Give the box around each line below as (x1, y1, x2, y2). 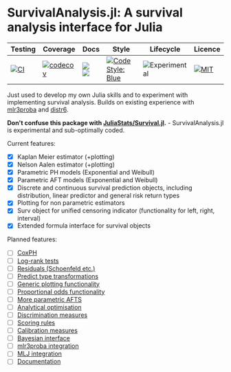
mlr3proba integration (16, 342, 79, 350)
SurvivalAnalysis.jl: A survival (7, 5, 184, 21)
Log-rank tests (16, 256, 59, 265)
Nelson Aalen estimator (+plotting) (16, 160, 115, 168)
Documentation (16, 358, 61, 366)
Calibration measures (16, 327, 78, 335)
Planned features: (7, 235, 57, 243)
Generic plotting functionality (16, 280, 100, 288)
